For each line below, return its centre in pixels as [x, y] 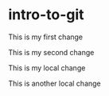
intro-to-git [47, 15]
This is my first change [46, 37]
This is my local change [47, 68]
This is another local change [54, 83]
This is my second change [51, 52]
